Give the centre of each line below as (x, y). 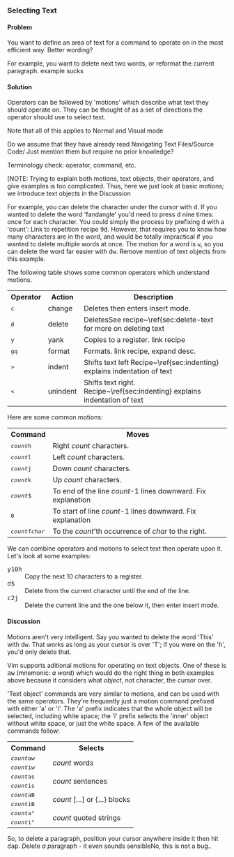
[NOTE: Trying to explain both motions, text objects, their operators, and (111, 179)
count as (23, 776)
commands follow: (34, 731)
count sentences (80, 781)
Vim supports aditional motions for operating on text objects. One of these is (117, 665)
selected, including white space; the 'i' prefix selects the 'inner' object (108, 716)
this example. (26, 259)
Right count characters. (91, 446)
